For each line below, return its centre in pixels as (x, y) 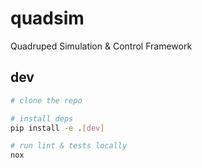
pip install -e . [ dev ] (57, 128)
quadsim (47, 18)
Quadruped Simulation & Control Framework (101, 46)
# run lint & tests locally (69, 146)
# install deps (42, 118)
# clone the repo (46, 100)
